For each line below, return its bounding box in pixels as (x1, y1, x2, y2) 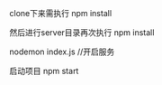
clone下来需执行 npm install (9, 8, 112, 18)
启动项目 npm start (9, 66, 79, 76)
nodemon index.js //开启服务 (9, 46, 115, 57)
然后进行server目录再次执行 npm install (9, 27, 155, 38)
